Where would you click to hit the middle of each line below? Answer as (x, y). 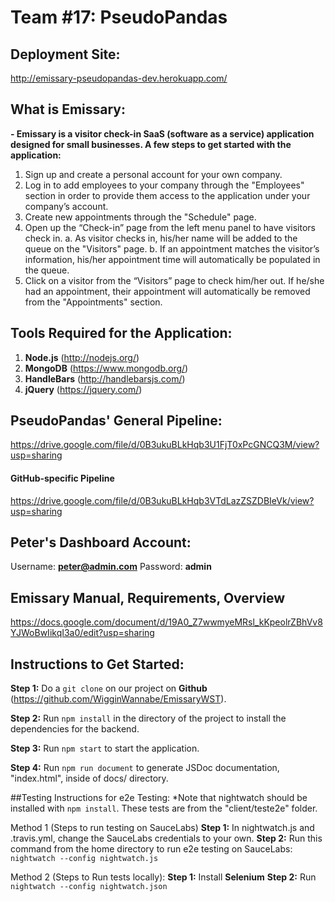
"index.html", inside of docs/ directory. (89, 778)
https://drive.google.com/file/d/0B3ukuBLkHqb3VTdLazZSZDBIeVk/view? (162, 500)
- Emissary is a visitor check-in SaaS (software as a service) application (162, 133)
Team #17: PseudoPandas (119, 17)
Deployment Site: (65, 54)
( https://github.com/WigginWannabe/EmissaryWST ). (118, 699)
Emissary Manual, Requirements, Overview (148, 597)
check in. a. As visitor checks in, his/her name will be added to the (161, 238)
